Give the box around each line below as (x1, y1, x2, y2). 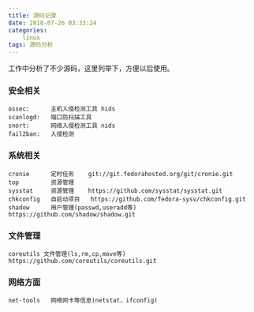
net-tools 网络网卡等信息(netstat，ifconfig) (8, 297, 158, 305)
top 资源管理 (8, 179, 75, 186)
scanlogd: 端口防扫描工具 (8, 114, 92, 122)
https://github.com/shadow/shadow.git (8, 210, 136, 218)
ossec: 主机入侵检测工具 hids (8, 105, 116, 113)
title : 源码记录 (8, 11, 57, 20)
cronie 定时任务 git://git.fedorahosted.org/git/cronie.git (8, 170, 233, 178)
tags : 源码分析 (8, 41, 54, 49)
